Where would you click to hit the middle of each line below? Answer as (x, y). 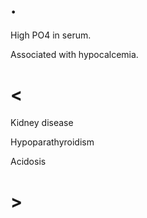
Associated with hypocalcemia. (74, 54)
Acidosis (28, 161)
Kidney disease (42, 122)
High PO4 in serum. (51, 35)
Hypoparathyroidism (52, 142)
